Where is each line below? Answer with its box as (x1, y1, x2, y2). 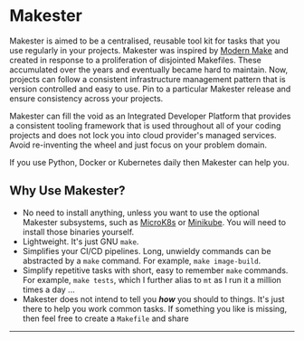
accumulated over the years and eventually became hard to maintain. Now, (9, 64, 289, 75)
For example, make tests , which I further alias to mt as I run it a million (22, 274, 282, 285)
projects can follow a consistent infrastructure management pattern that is (9, 73, 287, 84)
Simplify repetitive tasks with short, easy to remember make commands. (22, 264, 289, 276)
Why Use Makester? (9, 183, 126, 199)
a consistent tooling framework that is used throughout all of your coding (9, 119, 281, 131)
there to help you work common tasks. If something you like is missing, (22, 303, 288, 314)
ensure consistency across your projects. (9, 92, 164, 104)
